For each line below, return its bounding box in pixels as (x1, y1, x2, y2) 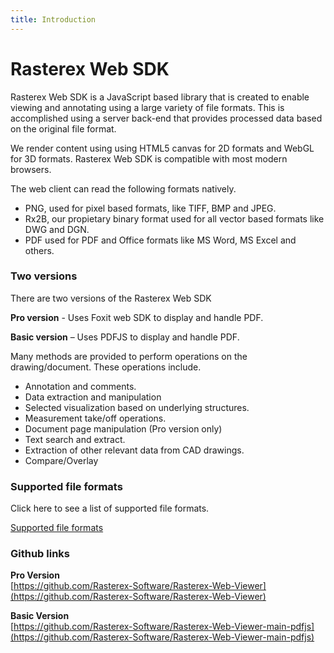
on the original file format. (10, 122, 117, 135)
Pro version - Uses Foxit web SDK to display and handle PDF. (10, 311, 264, 323)
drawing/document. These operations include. (10, 361, 202, 373)
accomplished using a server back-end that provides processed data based (10, 112, 323, 124)
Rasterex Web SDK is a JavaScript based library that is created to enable (10, 91, 310, 103)
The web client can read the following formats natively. (10, 182, 237, 195)
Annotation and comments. (24, 380, 137, 392)
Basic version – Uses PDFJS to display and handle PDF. (10, 331, 240, 343)
